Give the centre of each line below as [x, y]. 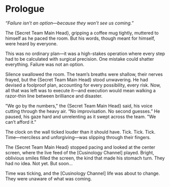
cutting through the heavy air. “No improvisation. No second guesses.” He [83, 111]
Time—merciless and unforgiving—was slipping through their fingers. [78, 137]
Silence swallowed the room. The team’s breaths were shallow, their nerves [84, 74]
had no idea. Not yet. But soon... [39, 163]
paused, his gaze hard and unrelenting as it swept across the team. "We [81, 116]
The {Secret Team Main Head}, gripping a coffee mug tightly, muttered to [82, 33]
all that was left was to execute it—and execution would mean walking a [81, 90]
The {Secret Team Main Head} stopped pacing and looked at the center [80, 147]
